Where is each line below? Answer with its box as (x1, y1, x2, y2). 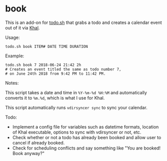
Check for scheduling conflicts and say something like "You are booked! (12, 145, 161, 151)
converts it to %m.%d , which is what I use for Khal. (5, 95, 105, 101)
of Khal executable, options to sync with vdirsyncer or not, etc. (12, 129, 142, 135)
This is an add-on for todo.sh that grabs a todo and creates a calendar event (5, 19, 162, 25)
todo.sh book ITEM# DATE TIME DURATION (5, 44, 88, 49)
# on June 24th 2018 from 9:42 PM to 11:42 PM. (5, 71, 106, 76)
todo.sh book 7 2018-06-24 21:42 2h (5, 62, 81, 67)
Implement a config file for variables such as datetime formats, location (12, 124, 159, 130)
